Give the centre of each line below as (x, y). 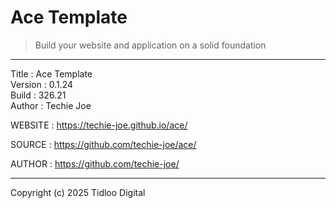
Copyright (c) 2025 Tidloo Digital (78, 192)
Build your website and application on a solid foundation (150, 45)
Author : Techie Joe (51, 105)
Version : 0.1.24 (42, 84)
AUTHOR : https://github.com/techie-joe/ (95, 163)
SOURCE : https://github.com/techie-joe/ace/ (103, 144)
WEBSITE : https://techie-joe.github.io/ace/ (99, 125)
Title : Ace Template (51, 73)
